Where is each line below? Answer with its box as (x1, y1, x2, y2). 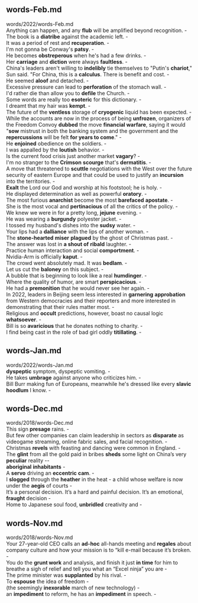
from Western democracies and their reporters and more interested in (6, 297, 176, 304)
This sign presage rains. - (6, 425, 69, 433)
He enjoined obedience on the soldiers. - (6, 140, 107, 147)
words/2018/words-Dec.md (6, 420, 73, 427)
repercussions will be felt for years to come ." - (6, 133, 122, 141)
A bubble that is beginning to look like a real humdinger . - (6, 272, 147, 279)
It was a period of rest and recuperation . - (6, 39, 109, 46)
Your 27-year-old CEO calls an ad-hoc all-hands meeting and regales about (6, 540, 191, 547)
